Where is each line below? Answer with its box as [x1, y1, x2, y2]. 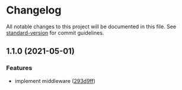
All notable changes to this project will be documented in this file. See [6, 23, 177, 30]
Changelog [6, 4, 62, 17]
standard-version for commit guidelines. [6, 29, 104, 36]
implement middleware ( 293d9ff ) [14, 77, 96, 84]
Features [6, 64, 33, 72]
